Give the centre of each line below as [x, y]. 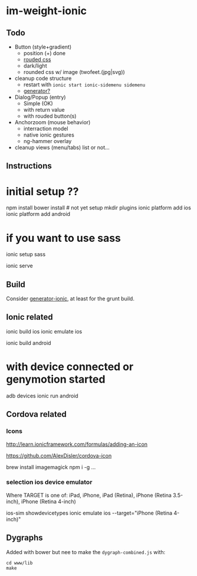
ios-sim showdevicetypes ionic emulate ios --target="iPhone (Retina [89, 513]
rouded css [37, 59]
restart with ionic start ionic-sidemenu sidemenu [84, 85]
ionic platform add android [38, 214]
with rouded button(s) [50, 116]
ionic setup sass [26, 254]
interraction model [46, 129]
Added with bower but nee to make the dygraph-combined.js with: [86, 552]
